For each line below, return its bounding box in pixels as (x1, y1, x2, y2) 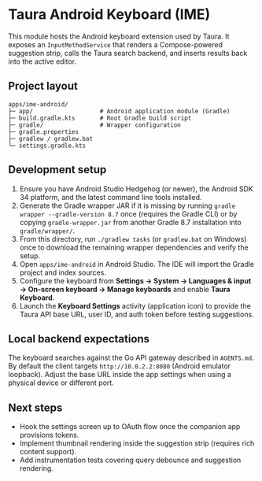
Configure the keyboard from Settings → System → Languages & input (19, 276, 252, 285)
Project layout (8, 80, 79, 93)
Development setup (8, 163, 107, 176)
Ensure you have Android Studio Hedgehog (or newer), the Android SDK (19, 183, 253, 194)
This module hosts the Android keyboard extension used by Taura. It (8, 31, 230, 41)
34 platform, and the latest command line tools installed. (19, 192, 202, 202)
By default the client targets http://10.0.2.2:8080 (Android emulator (8, 361, 231, 371)
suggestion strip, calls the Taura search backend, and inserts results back (8, 48, 248, 57)
